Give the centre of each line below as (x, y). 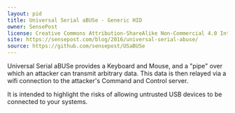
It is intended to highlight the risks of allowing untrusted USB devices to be (115, 94)
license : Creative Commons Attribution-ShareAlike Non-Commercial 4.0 (112, 33)
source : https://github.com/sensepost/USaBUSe (76, 46)
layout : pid (24, 14)
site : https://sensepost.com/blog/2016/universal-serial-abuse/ (103, 40)
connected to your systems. (48, 101)
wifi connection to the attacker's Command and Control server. (98, 81)
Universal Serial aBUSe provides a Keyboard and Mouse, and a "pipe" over (115, 66)
